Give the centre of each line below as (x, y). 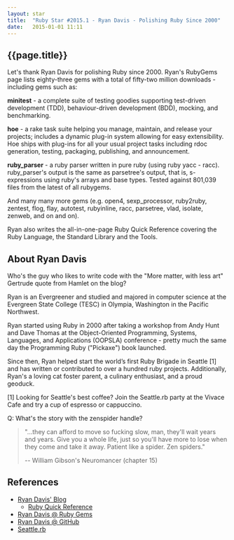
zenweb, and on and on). (43, 216)
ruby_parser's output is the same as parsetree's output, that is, (98, 173)
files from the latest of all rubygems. (59, 187)
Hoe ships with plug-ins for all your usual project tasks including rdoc (108, 144)
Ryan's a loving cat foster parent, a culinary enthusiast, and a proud (105, 376)
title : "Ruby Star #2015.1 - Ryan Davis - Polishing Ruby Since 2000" (114, 20)
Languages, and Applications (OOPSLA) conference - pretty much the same (117, 340)
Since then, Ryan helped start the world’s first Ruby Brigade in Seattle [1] (112, 361)
